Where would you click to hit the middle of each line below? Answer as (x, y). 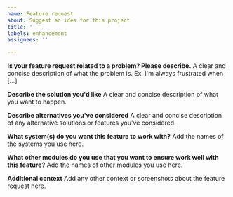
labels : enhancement (38, 33)
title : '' (22, 27)
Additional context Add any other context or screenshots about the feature (116, 179)
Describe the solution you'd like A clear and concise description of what (113, 95)
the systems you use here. (46, 144)
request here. (27, 186)
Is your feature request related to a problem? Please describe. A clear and (116, 66)
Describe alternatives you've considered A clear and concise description (115, 116)
